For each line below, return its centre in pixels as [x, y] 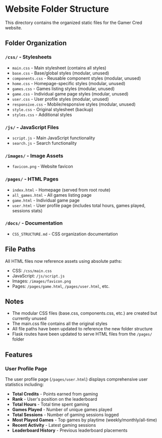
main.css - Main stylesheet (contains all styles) [59, 68]
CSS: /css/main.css [32, 271]
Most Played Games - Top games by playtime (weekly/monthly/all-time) [84, 420]
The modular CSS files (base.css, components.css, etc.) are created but [85, 313]
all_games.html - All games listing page [52, 195]
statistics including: [24, 385]
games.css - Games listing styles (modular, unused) [63, 89]
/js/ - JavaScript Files [32, 127]
